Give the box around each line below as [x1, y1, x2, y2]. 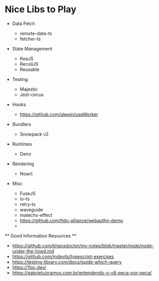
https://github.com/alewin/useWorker [19, 111, 98, 117]
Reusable [19, 66, 40, 72]
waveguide [19, 207, 43, 213]
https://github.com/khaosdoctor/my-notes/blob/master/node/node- [12, 242, 154, 248]
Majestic [19, 86, 38, 92]
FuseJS [19, 190, 36, 196]
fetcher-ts [19, 36, 41, 42]
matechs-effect [19, 212, 52, 218]
